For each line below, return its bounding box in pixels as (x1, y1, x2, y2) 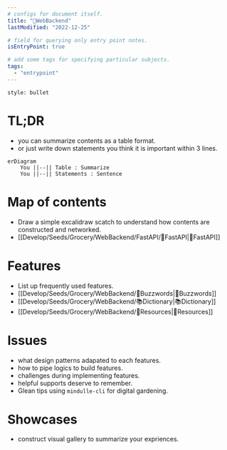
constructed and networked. (17, 225, 102, 234)
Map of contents (7, 194, 107, 210)
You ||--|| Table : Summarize (20, 164, 110, 171)
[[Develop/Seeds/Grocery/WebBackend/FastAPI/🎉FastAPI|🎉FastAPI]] (17, 233, 221, 241)
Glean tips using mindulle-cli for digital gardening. (17, 386, 169, 395)
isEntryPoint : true (7, 44, 65, 51)
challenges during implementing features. (17, 371, 140, 379)
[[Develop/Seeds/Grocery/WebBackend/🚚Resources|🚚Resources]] (17, 307, 213, 316)
